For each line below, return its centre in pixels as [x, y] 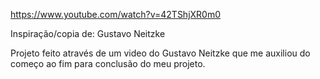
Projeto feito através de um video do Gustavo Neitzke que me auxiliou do [160, 53]
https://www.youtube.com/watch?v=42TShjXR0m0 [116, 14]
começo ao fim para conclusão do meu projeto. [108, 63]
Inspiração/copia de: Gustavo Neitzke [88, 33]
